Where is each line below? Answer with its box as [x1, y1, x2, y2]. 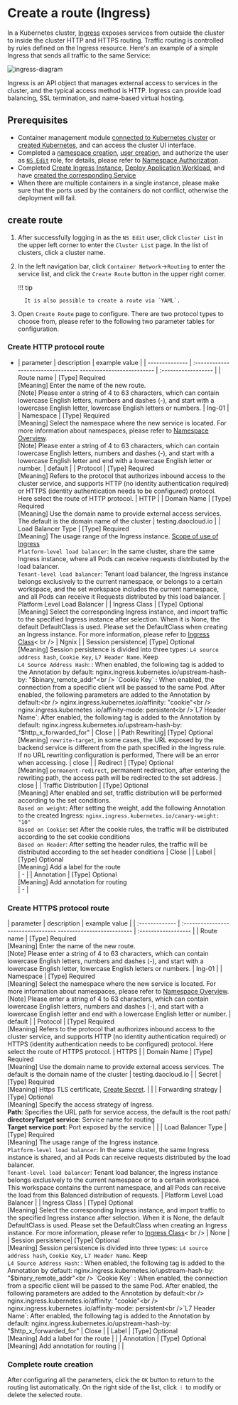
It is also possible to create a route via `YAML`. [24, 297, 180, 304]
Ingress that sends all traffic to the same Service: [7, 51, 151, 60]
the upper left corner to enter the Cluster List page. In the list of [17, 240, 209, 249]
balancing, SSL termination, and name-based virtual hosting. [7, 94, 185, 102]
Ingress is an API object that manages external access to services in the [7, 78, 218, 87]
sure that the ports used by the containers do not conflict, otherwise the [17, 186, 229, 195]
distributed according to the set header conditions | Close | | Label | [17, 847, 217, 856]
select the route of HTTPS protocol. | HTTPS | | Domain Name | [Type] [7, 1048, 213, 1056]
